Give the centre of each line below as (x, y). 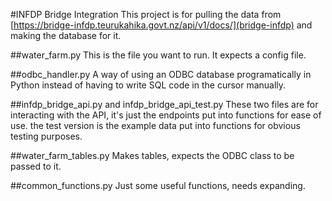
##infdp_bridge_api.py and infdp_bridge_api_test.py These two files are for (164, 104)
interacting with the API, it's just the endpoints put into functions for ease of (166, 115)
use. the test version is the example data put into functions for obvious (155, 125)
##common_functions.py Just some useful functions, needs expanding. (158, 185)
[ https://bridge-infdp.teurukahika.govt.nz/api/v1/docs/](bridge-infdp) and (161, 25)
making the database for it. (66, 35)
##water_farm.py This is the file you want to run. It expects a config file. (158, 55)
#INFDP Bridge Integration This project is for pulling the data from (146, 14)
